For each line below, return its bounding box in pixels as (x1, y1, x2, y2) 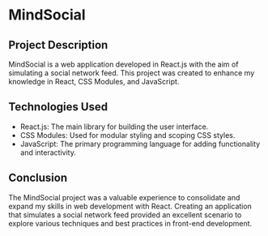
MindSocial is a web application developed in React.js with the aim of (8, 59, 239, 69)
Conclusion (8, 171, 68, 185)
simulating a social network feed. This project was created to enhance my (8, 68, 255, 78)
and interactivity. (19, 148, 77, 157)
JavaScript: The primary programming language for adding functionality (19, 139, 261, 148)
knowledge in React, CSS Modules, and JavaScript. (8, 77, 180, 86)
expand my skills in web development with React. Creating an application (8, 201, 253, 211)
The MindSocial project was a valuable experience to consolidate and (8, 192, 240, 202)
